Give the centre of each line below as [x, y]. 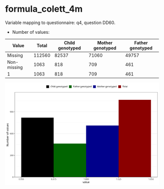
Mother [105, 43]
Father [141, 43]
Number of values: [31, 32]
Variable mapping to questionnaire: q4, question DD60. [60, 23]
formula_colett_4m [44, 9]
